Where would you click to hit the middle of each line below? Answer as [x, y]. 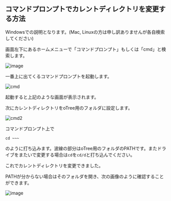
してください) [20, 38]
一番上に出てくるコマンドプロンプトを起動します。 [59, 76]
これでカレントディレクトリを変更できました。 [54, 165]
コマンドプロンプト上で [30, 129]
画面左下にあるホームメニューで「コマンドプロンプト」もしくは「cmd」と [83, 49]
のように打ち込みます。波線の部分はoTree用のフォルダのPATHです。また [81, 148]
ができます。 [19, 183]
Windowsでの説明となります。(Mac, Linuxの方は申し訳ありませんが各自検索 [85, 32]
